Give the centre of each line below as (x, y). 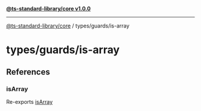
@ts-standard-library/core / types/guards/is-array (68, 26)
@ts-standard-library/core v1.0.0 (48, 9)
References (28, 72)
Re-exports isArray (29, 101)
